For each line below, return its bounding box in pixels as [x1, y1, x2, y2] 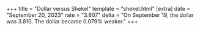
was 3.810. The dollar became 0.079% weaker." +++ [6, 18, 139, 25]
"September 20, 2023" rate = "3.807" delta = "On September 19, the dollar [6, 11, 194, 19]
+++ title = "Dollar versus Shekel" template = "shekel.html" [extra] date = [6, 5, 191, 12]
